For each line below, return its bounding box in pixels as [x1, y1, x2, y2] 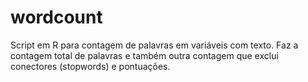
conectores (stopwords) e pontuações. [10, 60, 171, 72]
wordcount [10, 6, 103, 29]
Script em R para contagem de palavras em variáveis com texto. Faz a [10, 39, 299, 51]
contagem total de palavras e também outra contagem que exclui [10, 49, 279, 61]
